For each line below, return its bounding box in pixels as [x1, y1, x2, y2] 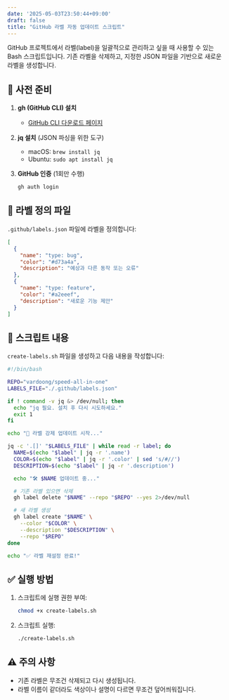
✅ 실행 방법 [7, 573, 54, 585]
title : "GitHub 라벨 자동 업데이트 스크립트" [7, 23, 125, 30]
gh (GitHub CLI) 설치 [17, 103, 77, 112]
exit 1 [13, 410, 33, 418]
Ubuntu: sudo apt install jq [27, 155, 113, 164]
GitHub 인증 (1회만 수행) [17, 169, 85, 178]
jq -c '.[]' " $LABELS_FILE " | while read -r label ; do [7, 443, 171, 450]
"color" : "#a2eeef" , [20, 291, 80, 298]
